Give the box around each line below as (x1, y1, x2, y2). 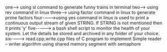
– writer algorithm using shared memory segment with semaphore (5, 41, 141, 47)
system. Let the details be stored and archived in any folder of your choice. (5, 31, 160, 36)
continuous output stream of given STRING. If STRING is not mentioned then (5, 20, 162, 26)
